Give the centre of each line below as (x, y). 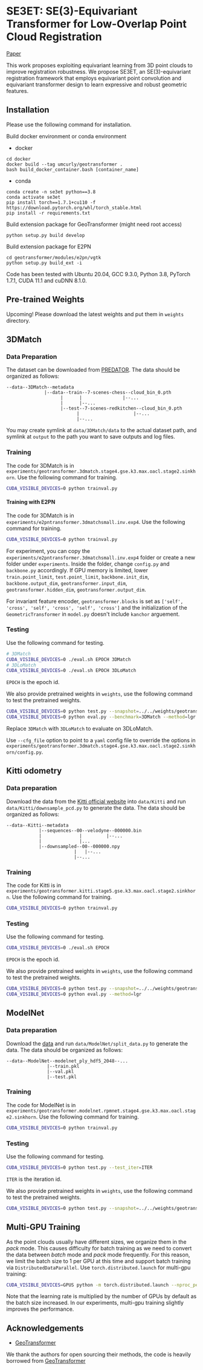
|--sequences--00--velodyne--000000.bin (90, 830)
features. (18, 91)
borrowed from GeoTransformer (46, 1361)
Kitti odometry (34, 771)
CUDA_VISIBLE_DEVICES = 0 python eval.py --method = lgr (74, 994)
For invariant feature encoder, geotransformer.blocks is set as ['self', (95, 601)
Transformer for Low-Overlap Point (97, 24)
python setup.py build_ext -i (44, 263)
